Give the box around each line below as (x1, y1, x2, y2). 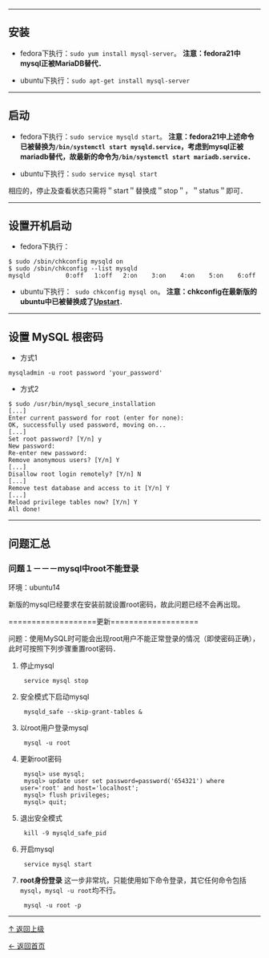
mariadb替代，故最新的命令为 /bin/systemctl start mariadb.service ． (19, 152, 255, 161)
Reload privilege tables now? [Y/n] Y (8, 498, 138, 506)
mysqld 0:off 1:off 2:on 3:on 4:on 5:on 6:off (8, 272, 256, 280)
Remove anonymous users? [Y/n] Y (8, 457, 120, 465)
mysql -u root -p (23, 901, 82, 909)
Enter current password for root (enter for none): (8, 414, 184, 422)
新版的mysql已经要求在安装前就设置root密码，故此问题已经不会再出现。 (8, 599, 245, 609)
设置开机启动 (8, 219, 72, 233)
